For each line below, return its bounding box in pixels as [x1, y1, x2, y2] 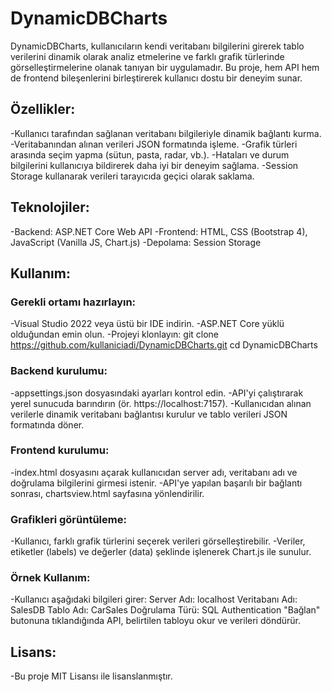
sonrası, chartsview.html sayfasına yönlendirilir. [10, 487, 205, 499]
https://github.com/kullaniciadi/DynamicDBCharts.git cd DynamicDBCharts [10, 339, 318, 351]
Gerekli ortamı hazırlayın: [10, 295, 137, 309]
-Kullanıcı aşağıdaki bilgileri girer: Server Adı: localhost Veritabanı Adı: [10, 593, 298, 606]
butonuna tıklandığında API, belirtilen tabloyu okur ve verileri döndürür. [10, 615, 301, 627]
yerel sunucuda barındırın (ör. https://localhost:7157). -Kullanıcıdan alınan [10, 397, 312, 409]
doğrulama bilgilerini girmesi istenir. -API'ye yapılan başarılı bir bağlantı [10, 477, 303, 489]
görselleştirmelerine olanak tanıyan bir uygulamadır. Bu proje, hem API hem [10, 61, 320, 73]
